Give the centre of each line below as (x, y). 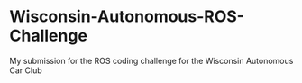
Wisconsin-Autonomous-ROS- (127, 17)
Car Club (26, 70)
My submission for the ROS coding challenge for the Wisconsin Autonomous (151, 60)
